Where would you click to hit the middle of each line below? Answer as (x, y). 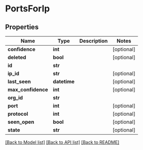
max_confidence (28, 90)
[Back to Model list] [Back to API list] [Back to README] (62, 142)
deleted (17, 57)
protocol (18, 114)
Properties (22, 27)
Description (94, 41)
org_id (15, 98)
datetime (64, 81)
